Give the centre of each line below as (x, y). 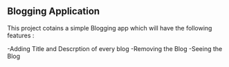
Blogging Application (54, 11)
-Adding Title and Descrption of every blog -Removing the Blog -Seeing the (115, 48)
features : (21, 35)
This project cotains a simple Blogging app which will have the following (110, 28)
